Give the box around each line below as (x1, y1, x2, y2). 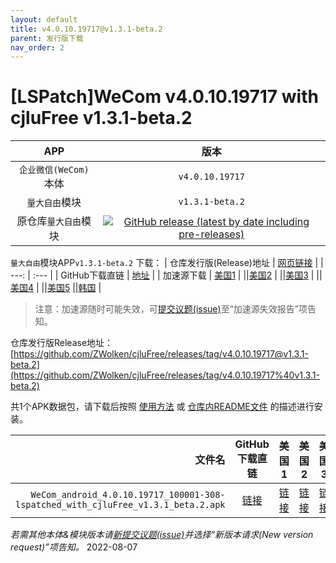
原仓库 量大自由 (16, 214, 82, 228)
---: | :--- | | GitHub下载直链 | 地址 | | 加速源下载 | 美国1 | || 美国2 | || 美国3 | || (10, 269, 323, 281)
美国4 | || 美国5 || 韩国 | (10, 282, 102, 294)
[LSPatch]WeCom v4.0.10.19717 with (10, 86, 319, 108)
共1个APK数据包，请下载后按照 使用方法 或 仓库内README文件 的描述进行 (10, 401, 315, 413)
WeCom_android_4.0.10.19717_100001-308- (30, 489, 226, 501)
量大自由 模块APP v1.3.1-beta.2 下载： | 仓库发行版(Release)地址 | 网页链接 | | (10, 257, 324, 269)
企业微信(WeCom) (18, 164, 90, 176)
